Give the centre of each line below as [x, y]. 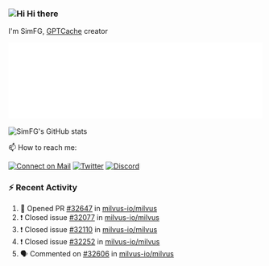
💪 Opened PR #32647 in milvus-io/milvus [89, 208]
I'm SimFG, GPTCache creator [58, 31]
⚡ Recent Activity [43, 188]
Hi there [43, 14]
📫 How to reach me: [43, 148]
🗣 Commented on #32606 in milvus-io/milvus [97, 253]
